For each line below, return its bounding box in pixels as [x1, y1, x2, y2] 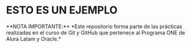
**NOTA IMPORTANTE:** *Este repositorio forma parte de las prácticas [6, 23, 182, 30]
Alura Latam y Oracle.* [6, 35, 62, 42]
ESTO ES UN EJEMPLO [6, 4, 118, 17]
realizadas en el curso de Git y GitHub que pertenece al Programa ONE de [6, 29, 185, 36]
